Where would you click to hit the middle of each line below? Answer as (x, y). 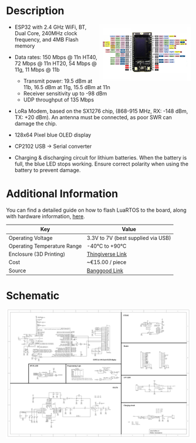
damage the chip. (36, 123)
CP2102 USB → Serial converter (53, 146)
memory (25, 46)
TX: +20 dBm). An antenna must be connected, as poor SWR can (93, 117)
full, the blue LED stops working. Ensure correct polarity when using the (102, 164)
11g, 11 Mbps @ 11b (37, 69)
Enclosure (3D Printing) (37, 254)
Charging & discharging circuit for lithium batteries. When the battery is (101, 157)
